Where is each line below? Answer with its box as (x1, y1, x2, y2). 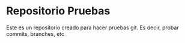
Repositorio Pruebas (6, 4, 111, 18)
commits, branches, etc (6, 30, 65, 37)
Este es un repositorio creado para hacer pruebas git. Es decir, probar (6, 24, 179, 31)
